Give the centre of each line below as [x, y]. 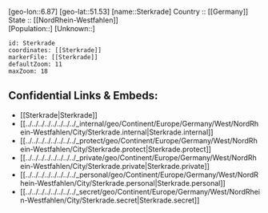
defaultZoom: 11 [35, 64]
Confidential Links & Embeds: [83, 96]
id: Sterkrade [32, 43]
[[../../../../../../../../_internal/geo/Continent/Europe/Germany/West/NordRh [139, 123]
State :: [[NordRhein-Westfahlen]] [63, 20]
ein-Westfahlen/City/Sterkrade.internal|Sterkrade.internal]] [116, 132]
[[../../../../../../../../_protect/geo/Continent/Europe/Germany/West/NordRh [138, 140]
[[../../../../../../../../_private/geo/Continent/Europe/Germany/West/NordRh [138, 157]
